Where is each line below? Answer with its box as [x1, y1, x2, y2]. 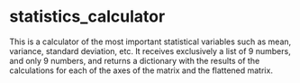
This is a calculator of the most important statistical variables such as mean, [9, 36, 292, 47]
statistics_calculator [9, 6, 166, 27]
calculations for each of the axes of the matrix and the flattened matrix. [9, 65, 273, 76]
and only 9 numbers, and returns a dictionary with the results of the [9, 55, 260, 66]
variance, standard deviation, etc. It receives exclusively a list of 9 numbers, [9, 45, 291, 56]
